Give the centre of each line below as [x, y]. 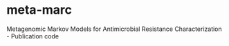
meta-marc [39, 10]
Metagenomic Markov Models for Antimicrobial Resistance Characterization [114, 29]
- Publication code [33, 36]
